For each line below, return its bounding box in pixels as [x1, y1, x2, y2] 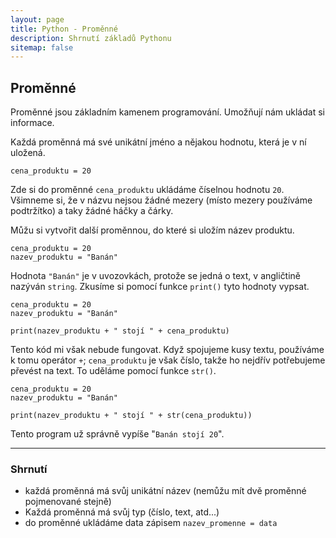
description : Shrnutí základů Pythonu [10, 33, 172, 43]
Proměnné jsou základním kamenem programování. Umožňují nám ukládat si [10, 106, 325, 118]
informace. [10, 117, 55, 129]
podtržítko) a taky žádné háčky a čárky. [10, 205, 174, 217]
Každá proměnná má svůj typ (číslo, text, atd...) [24, 506, 220, 518]
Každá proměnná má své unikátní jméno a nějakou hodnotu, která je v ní [10, 136, 307, 148]
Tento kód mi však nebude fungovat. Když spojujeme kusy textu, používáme [10, 344, 325, 356]
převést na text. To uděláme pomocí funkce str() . [10, 365, 217, 377]
